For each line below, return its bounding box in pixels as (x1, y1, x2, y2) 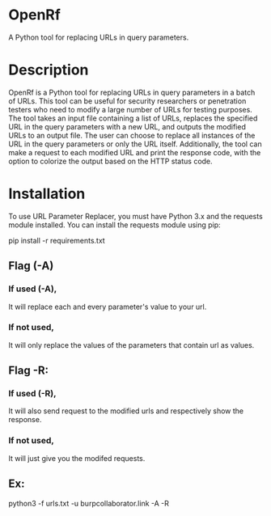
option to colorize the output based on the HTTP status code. (8, 156, 213, 166)
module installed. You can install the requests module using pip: (8, 220, 221, 230)
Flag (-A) (8, 259, 54, 273)
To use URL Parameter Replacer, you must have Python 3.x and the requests (8, 211, 263, 221)
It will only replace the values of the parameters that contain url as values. (8, 340, 255, 349)
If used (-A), (8, 283, 57, 294)
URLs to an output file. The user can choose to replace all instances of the (8, 130, 256, 140)
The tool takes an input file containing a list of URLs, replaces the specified (8, 113, 258, 123)
